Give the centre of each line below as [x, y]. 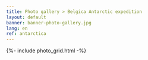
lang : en [17, 28]
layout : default [26, 17]
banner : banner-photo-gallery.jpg [49, 23]
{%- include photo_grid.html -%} [46, 50]
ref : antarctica [26, 34]
